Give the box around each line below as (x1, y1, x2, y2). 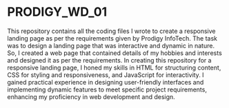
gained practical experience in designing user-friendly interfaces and (7, 78, 204, 86)
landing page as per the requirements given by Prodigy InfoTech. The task (7, 34, 217, 42)
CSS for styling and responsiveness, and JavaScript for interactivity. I (7, 70, 205, 79)
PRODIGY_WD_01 (7, 4, 108, 20)
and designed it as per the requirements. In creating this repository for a (7, 56, 212, 64)
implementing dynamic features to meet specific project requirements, (7, 85, 207, 94)
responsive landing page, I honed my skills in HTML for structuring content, (7, 63, 221, 72)
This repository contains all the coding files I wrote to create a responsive (7, 27, 216, 35)
